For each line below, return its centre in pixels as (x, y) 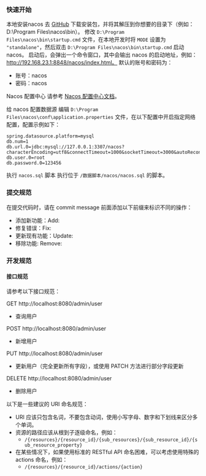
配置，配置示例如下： (33, 125)
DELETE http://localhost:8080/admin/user (59, 378)
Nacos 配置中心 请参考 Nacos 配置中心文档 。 (63, 96)
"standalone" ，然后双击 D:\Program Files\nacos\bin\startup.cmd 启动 (95, 47)
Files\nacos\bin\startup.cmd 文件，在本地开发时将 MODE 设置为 (86, 40)
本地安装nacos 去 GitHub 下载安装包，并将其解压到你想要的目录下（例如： (100, 24)
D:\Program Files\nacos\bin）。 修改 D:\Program (65, 32)
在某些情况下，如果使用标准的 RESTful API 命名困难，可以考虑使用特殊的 (107, 451)
